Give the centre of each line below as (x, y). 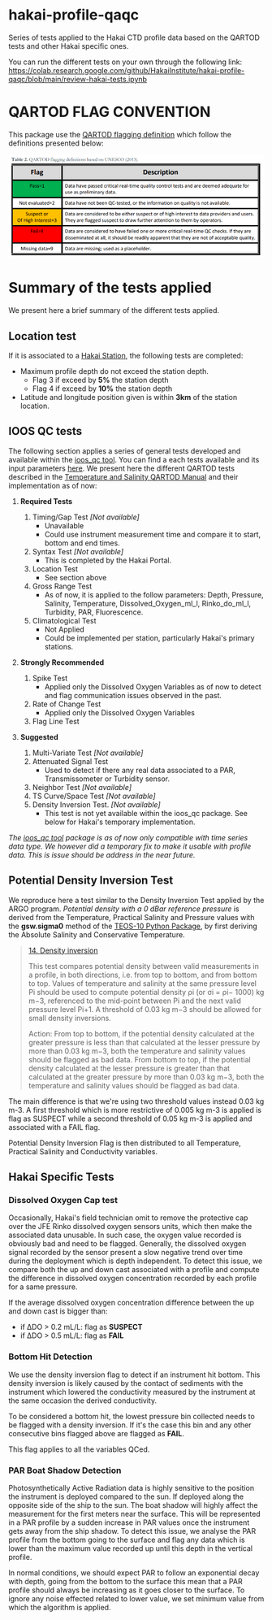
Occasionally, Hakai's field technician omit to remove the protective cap (128, 1218)
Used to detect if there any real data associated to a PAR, (140, 770)
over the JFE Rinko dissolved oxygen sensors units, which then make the (130, 1227)
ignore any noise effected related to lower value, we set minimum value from (136, 1598)
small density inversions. (69, 1018)
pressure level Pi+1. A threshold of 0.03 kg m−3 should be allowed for (145, 1009)
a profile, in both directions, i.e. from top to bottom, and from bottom (142, 975)
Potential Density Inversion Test (91, 881)
